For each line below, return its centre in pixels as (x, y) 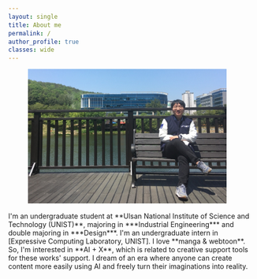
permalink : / (30, 33)
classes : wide (32, 50)
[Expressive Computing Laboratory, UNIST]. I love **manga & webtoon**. (127, 241)
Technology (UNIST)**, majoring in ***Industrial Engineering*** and (121, 224)
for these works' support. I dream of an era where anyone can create (120, 258)
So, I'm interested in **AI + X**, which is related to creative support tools (128, 249)
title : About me (35, 25)
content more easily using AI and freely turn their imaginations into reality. (128, 266)
